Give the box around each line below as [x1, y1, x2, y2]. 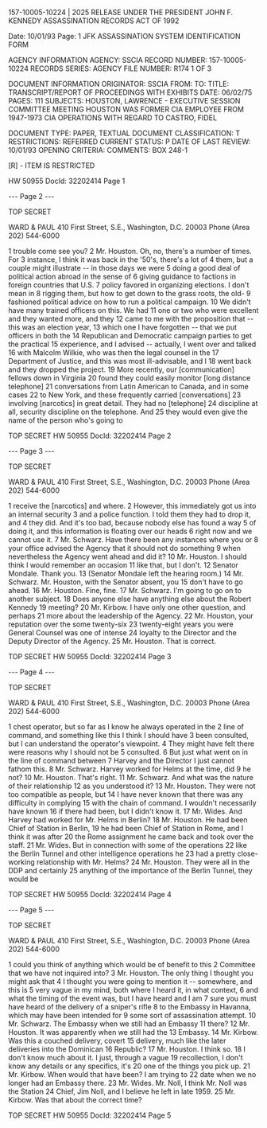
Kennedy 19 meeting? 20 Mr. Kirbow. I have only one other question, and [8, 603, 246, 612]
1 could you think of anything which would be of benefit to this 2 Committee [8, 960, 256, 969]
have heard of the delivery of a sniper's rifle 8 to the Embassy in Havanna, [8, 1002, 251, 1011]
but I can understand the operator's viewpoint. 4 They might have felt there [8, 739, 255, 748]
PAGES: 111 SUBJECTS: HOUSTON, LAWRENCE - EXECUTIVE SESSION [8, 96, 241, 105]
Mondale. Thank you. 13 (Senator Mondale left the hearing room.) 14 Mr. [8, 569, 244, 578]
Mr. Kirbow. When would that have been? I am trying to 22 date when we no [8, 1070, 257, 1079]
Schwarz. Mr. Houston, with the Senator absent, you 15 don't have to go [8, 577, 244, 587]
